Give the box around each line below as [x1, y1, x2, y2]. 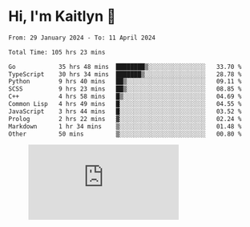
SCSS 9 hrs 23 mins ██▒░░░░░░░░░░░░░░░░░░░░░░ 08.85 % [8, 85, 242, 93]
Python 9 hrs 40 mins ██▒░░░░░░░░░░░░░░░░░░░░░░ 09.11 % [8, 78, 242, 86]
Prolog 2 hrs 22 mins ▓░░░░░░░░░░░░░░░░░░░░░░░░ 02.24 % [8, 115, 242, 123]
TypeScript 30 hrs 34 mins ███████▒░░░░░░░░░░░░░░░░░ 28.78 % [8, 70, 242, 79]
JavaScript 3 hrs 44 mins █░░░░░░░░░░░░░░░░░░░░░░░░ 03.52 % [8, 107, 242, 116]
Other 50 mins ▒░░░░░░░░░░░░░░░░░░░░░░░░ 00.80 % [8, 130, 242, 138]
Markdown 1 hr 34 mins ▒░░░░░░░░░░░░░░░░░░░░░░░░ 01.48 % [8, 122, 242, 131]
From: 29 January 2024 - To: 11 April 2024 [8, 34, 156, 42]
